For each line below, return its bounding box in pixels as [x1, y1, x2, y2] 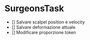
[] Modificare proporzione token [11, 29, 76, 35]
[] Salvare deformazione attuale [11, 24, 76, 30]
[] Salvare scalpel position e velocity [11, 19, 85, 25]
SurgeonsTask [4, 3, 64, 14]
